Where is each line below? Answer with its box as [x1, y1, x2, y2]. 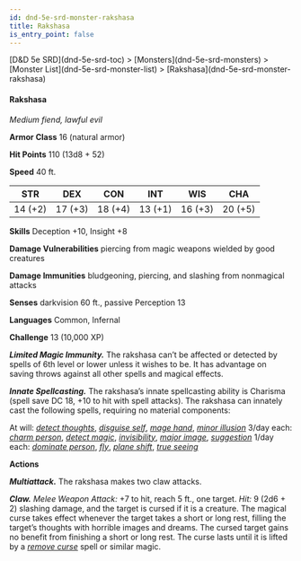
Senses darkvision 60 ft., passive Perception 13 [9, 297, 186, 308]
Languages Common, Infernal [9, 314, 121, 325]
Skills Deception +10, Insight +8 [9, 225, 128, 236]
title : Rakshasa [9, 22, 70, 31]
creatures [9, 252, 45, 263]
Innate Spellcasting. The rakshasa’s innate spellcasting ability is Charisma [9, 385, 286, 396]
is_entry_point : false [9, 30, 94, 39]
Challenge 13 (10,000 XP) [9, 331, 105, 342]
